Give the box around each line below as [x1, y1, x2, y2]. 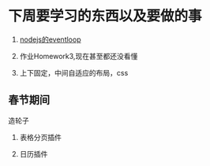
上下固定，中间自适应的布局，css [19, 68, 129, 77]
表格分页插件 [19, 132, 62, 142]
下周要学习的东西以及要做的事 [8, 7, 203, 25]
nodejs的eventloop [19, 35, 81, 44]
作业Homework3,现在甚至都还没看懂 [19, 51, 138, 61]
